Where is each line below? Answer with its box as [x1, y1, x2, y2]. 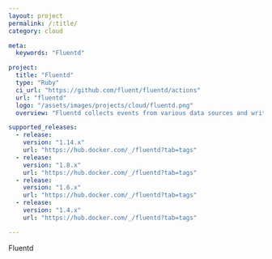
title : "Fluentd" [15, 71, 74, 79]
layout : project [8, 11, 63, 20]
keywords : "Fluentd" [15, 49, 85, 57]
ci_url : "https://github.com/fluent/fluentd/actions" [15, 86, 201, 94]
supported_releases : [8, 123, 79, 132]
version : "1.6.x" [23, 184, 82, 192]
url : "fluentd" [15, 94, 67, 102]
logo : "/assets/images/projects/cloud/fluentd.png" [15, 101, 194, 109]
